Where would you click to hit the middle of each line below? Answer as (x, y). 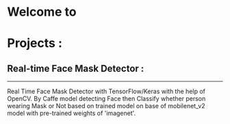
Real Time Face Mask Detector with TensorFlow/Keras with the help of (106, 91)
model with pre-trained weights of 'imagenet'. (72, 113)
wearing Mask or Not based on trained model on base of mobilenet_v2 (106, 106)
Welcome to (42, 12)
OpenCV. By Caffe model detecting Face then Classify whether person (106, 99)
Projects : (35, 44)
